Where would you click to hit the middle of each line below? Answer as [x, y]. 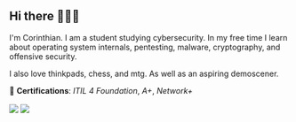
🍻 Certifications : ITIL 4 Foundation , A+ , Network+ [101, 90]
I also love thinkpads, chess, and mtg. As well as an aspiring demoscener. [144, 73]
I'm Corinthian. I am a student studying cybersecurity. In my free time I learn [148, 37]
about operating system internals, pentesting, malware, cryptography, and [145, 47]
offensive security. [43, 56]
